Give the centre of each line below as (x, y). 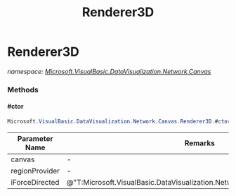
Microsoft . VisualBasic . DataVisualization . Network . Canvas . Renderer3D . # (113, 122)
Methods (23, 90)
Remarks (200, 143)
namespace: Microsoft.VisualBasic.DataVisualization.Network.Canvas (109, 71)
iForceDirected (35, 182)
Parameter (35, 138)
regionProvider (35, 171)
